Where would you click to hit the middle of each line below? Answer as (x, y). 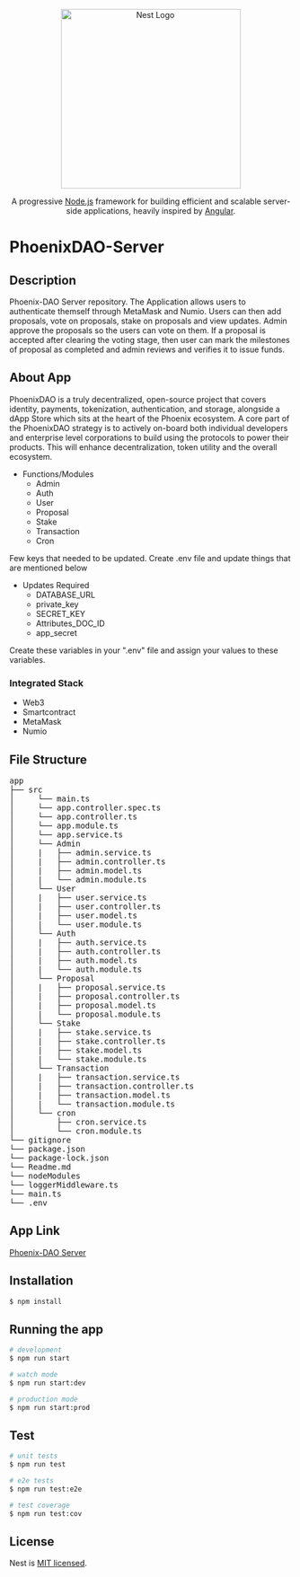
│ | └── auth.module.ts (76, 969)
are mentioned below (49, 568)
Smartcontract (49, 712)
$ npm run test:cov (46, 1513)
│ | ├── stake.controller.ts (88, 1041)
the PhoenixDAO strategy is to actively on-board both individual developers (149, 427)
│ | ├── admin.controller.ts (88, 861)
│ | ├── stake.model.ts (76, 1050)
